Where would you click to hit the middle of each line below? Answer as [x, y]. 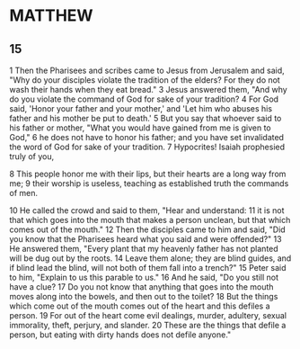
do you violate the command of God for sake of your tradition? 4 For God [144, 99]
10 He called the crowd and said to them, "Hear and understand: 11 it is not [147, 210]
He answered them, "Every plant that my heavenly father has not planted [144, 249]
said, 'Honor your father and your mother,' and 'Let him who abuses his [141, 108]
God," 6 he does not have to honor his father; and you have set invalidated [147, 137]
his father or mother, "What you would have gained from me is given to [140, 128]
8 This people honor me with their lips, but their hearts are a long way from [148, 174]
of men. [24, 193]
